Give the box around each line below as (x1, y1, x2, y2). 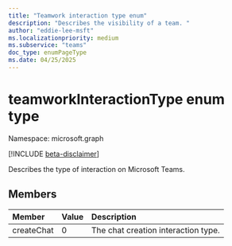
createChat (12, 225, 54, 236)
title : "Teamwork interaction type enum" (8, 11, 148, 20)
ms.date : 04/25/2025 (8, 57, 77, 64)
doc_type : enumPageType (8, 49, 87, 57)
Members (8, 188, 57, 201)
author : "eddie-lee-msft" (8, 26, 94, 34)
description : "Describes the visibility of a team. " (8, 19, 191, 27)
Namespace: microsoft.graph (8, 133, 104, 143)
